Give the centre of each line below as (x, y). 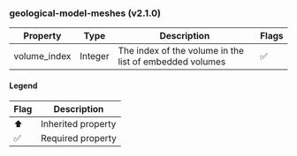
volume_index (42, 56)
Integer (94, 56)
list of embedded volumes (172, 62)
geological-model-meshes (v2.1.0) (85, 13)
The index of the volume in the (181, 51)
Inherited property (79, 123)
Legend (23, 85)
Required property (79, 137)
